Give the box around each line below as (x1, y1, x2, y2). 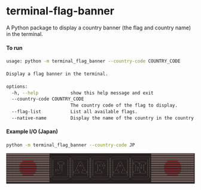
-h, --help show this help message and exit (11, 90, 154, 96)
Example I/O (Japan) (6, 128, 58, 135)
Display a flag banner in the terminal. (6, 71, 109, 77)
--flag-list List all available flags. (11, 109, 138, 115)
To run (6, 44, 23, 52)
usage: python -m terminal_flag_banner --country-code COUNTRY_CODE (6, 58, 181, 64)
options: (6, 83, 28, 89)
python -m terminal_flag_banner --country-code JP (6, 142, 135, 148)
